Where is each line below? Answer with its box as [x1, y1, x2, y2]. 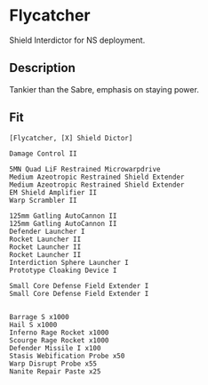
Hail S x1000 [9, 320, 58, 329]
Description [9, 60, 76, 76]
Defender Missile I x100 [9, 343, 101, 352]
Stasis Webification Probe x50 [9, 351, 125, 360]
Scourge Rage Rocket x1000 [9, 335, 109, 345]
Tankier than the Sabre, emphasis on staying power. [9, 84, 200, 94]
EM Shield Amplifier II [9, 188, 98, 197]
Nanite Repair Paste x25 [9, 366, 101, 376]
